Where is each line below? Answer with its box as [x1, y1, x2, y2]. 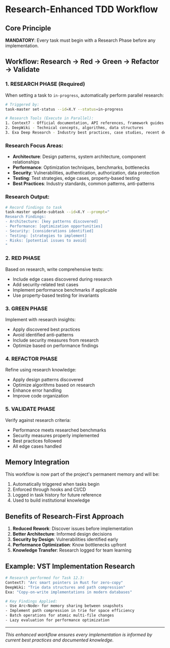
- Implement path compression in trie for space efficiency [5, 608, 135, 613]
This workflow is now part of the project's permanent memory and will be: [5, 471, 160, 477]
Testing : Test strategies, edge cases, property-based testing [12, 175, 140, 181]
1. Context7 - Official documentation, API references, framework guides [5, 120, 164, 126]
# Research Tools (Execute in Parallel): [5, 116, 94, 121]
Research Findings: [5, 214, 47, 220]
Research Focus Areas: [5, 142, 64, 149]
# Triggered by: [5, 102, 39, 107]
